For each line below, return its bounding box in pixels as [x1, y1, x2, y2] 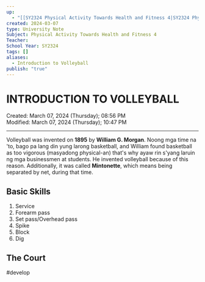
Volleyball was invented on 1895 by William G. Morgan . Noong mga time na [6, 136, 196, 143]
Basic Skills [6, 186, 51, 197]
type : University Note [6, 26, 64, 32]
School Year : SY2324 [6, 43, 59, 49]
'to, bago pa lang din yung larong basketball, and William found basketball [6, 143, 192, 150]
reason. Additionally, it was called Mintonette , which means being [6, 162, 173, 170]
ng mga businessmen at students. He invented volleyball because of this [6, 156, 189, 163]
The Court [6, 253, 46, 263]
